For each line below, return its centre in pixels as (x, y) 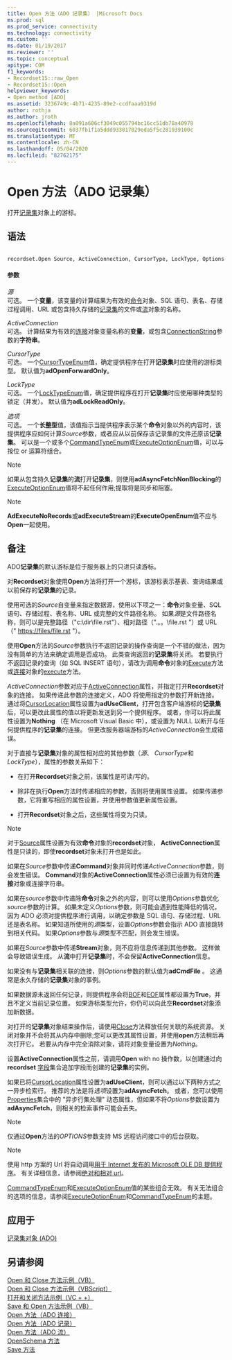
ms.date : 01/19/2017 (37, 46)
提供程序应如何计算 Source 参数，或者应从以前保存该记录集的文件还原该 (108, 433)
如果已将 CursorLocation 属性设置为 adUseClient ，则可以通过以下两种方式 (111, 1082)
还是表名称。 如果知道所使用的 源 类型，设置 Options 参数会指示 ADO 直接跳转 (115, 924)
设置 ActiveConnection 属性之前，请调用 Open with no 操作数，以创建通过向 (115, 1058)
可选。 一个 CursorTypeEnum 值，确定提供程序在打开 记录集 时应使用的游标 (111, 362)
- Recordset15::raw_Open (43, 78)
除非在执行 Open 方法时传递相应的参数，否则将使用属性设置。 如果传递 (117, 791)
